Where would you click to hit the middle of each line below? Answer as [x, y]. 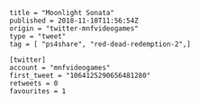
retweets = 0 [34, 83]
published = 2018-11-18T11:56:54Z [74, 21]
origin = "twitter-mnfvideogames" [74, 29]
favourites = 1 [38, 91]
